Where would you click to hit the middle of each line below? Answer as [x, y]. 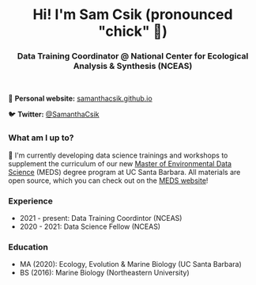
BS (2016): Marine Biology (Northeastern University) [104, 273]
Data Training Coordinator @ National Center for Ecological [133, 56]
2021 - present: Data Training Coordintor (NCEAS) [101, 218]
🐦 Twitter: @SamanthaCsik [54, 114]
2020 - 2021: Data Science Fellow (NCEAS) [90, 226]
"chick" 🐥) [133, 31]
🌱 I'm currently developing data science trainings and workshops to [118, 155]
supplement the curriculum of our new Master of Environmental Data [120, 163]
